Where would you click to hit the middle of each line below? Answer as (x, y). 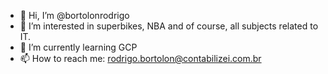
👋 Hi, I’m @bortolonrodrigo (74, 15)
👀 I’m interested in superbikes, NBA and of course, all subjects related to (169, 26)
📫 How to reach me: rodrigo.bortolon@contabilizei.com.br (140, 58)
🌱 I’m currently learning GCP (78, 47)
